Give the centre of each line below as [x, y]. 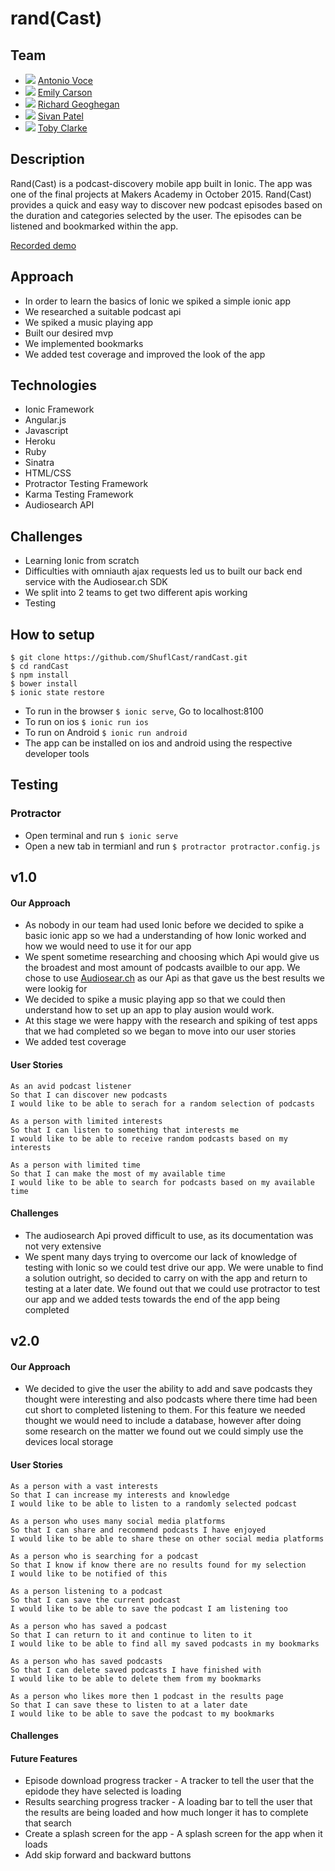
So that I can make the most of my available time [118, 1173]
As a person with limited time [75, 1165]
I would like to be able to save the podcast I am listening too [149, 1608]
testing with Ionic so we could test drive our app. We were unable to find [174, 1267]
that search [48, 1823]
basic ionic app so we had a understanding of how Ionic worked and [165, 936]
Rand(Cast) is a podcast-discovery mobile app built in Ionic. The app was [161, 183]
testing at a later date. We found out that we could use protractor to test [172, 1288]
